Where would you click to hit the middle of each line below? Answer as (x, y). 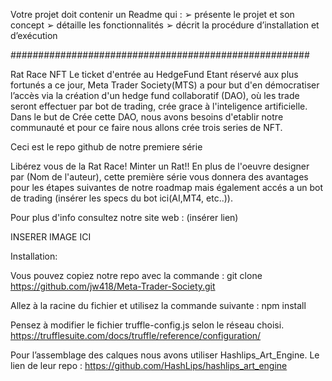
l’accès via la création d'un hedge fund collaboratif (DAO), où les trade (155, 95)
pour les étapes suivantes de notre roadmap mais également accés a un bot (167, 187)
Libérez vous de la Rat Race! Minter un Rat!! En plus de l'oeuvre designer (160, 166)
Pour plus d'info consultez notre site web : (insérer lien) (124, 217)
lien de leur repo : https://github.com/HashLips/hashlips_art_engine (149, 365)
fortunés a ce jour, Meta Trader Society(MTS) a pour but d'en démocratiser (165, 85)
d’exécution (34, 35)
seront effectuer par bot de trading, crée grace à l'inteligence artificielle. (159, 106)
